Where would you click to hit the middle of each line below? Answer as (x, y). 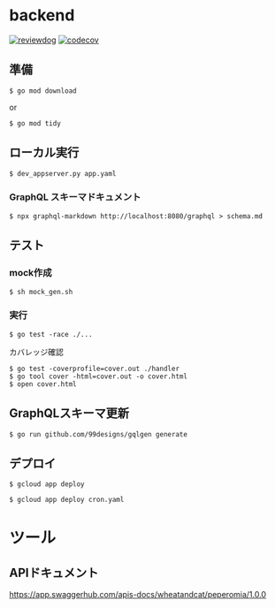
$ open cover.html (43, 384)
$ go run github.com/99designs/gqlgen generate (99, 434)
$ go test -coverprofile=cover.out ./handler (94, 369)
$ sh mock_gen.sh (41, 292)
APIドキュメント (54, 573)
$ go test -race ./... (51, 334)
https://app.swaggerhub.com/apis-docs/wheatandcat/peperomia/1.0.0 (138, 595)
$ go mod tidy (35, 123)
